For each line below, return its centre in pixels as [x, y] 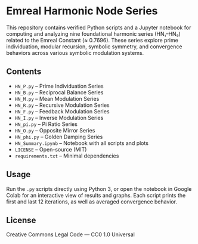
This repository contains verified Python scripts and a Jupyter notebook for [99, 27]
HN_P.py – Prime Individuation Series [59, 86]
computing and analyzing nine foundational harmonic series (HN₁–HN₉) [93, 33]
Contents [24, 72]
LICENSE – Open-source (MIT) [51, 149]
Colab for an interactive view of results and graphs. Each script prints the [96, 195]
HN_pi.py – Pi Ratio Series [46, 124]
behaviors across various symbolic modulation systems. [75, 52]
